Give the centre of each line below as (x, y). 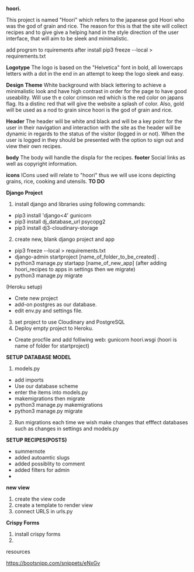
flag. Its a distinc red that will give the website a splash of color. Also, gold (95, 104)
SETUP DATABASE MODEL (39, 357)
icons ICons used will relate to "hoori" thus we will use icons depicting (91, 175)
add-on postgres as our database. (56, 304)
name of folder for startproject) (52, 346)
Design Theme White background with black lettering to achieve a (86, 85)
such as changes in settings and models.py (67, 428)
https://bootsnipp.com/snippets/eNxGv (53, 563)
